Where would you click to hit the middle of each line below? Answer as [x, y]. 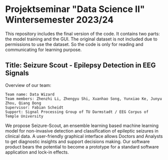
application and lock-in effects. [37, 152]
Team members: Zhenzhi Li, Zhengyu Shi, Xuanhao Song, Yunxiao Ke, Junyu [84, 98]
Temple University [24, 116]
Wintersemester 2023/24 [59, 20]
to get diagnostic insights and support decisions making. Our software [77, 141]
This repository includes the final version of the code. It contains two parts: [82, 33]
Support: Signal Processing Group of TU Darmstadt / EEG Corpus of [77, 112]
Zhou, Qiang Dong [23, 103]
